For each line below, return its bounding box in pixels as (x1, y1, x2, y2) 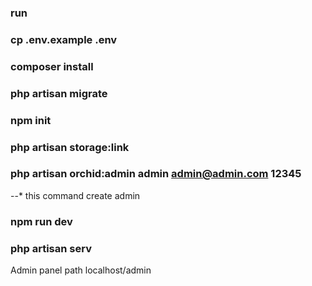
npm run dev (10, 214, 73, 228)
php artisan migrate (10, 86, 108, 100)
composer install (10, 59, 94, 73)
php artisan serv (10, 241, 92, 255)
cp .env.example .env (10, 32, 118, 46)
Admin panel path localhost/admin (10, 264, 152, 276)
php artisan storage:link (10, 140, 130, 154)
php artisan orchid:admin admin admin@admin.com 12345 (10, 167, 302, 181)
